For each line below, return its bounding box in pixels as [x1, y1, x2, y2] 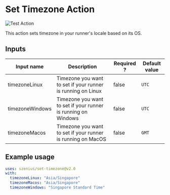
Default [142, 60, 161, 67]
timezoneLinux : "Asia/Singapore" [10, 176, 80, 181]
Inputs [5, 45, 26, 54]
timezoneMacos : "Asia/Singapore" [10, 180, 80, 185]
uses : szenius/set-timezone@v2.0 [5, 166, 76, 171]
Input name [16, 63, 44, 70]
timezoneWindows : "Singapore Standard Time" [10, 185, 105, 190]
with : [5, 171, 17, 176]
